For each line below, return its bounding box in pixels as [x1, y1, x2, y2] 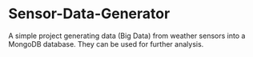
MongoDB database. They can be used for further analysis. [8, 39, 204, 48]
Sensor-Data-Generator [8, 5, 171, 23]
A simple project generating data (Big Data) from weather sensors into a [8, 31, 246, 40]
